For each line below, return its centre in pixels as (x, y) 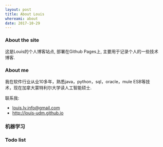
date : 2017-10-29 (23, 23)
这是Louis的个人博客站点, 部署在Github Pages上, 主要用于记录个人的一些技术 (82, 51)
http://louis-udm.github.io (38, 113)
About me (17, 70)
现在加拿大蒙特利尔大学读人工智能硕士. (53, 88)
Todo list (15, 140)
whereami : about (21, 18)
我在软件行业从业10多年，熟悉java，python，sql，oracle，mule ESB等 (75, 81)
